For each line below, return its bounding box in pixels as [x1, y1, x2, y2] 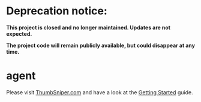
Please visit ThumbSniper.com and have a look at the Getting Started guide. [6, 88, 193, 96]
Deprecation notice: [6, 4, 107, 18]
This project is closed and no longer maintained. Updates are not [6, 24, 171, 31]
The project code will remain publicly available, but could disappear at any [6, 42, 195, 49]
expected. [6, 30, 32, 37]
